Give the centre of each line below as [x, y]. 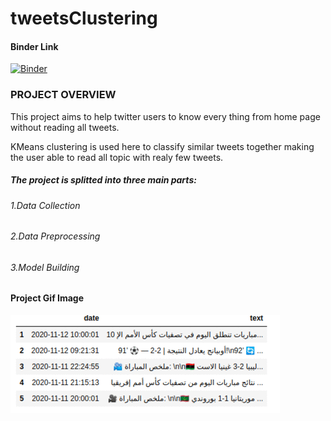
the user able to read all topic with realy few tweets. [117, 157]
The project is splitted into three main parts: [103, 180]
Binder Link [34, 46]
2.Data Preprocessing [55, 236]
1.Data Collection [45, 205]
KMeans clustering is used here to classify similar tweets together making [162, 146]
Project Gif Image [47, 298]
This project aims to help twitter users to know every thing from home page [165, 116]
